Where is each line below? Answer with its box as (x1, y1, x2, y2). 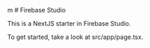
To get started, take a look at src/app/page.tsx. (7, 33, 144, 41)
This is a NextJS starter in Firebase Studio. (7, 19, 132, 27)
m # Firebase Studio (7, 6, 66, 14)
